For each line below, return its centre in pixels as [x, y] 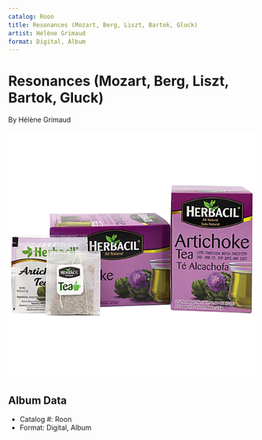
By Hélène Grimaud [40, 120]
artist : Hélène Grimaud [47, 33]
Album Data [38, 400]
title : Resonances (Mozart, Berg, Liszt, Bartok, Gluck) [103, 25]
